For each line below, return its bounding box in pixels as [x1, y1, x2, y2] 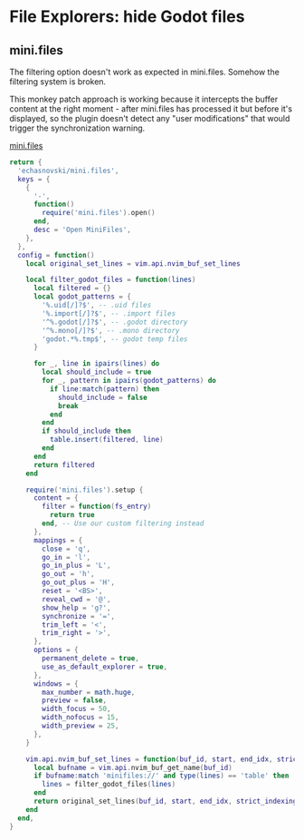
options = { [33, 646, 79, 655]
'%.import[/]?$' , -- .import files [42, 308, 176, 318]
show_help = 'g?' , [42, 603, 111, 612]
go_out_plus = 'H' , [42, 578, 116, 587]
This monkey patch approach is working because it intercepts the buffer [9, 93, 279, 104]
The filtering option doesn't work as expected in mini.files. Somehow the [9, 66, 280, 77]
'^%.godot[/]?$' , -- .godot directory [42, 317, 188, 327]
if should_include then [42, 426, 131, 436]
